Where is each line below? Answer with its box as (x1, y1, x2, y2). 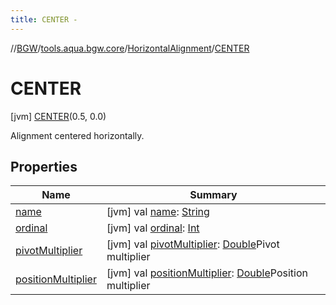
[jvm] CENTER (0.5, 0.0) (10, 110, 107, 122)
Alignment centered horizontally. (10, 129, 145, 141)
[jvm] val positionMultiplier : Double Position (106, 266, 308, 280)
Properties (10, 158, 78, 175)
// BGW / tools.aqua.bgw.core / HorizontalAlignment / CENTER (10, 42, 250, 54)
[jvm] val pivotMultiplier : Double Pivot (106, 237, 280, 251)
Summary (189, 188, 238, 202)
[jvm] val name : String (106, 205, 210, 219)
